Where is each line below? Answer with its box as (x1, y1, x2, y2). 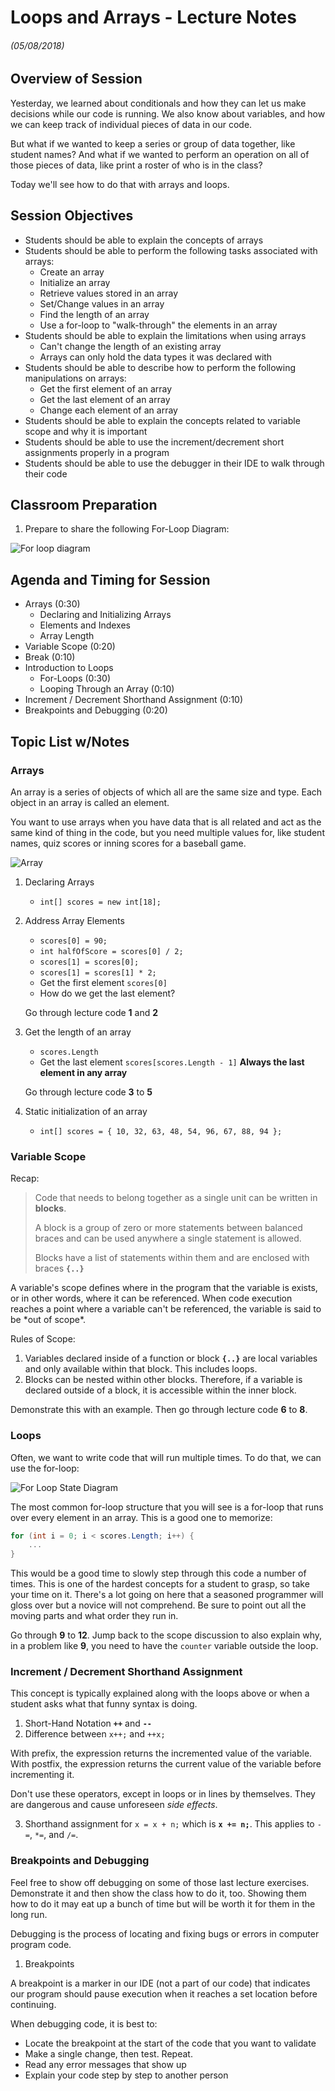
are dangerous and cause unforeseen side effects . (10, 1799, 218, 1811)
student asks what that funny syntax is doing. (10, 1698, 198, 1710)
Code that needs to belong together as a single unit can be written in (34, 1192, 318, 1204)
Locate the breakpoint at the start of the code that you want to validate (24, 2037, 317, 2049)
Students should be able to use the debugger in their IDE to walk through (24, 457, 325, 469)
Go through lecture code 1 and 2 (24, 1006, 159, 1018)
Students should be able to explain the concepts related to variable (24, 414, 301, 426)
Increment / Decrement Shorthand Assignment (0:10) (24, 694, 244, 706)
